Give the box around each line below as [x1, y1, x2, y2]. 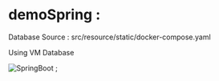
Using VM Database [8, 47, 75, 57]
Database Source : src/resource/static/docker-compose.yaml [8, 32, 211, 42]
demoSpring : [8, 6, 101, 24]
